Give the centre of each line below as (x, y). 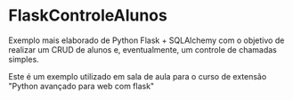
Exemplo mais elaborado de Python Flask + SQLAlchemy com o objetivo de (146, 40)
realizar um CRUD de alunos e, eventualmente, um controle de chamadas (142, 49)
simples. (24, 59)
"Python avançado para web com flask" (81, 86)
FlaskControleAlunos (88, 16)
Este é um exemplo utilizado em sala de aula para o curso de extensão (138, 76)
